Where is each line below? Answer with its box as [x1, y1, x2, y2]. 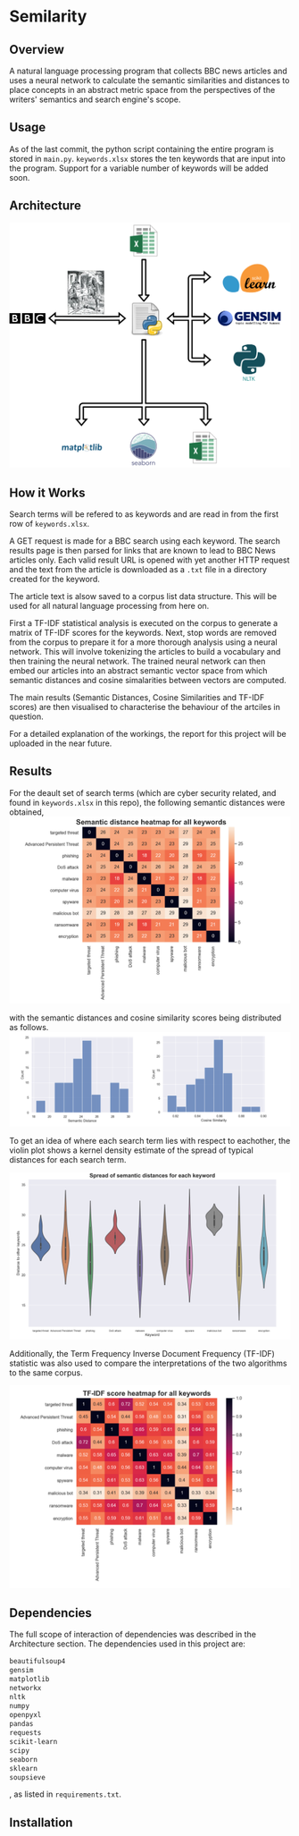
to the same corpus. [9, 1367, 83, 1378]
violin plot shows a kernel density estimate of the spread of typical [9, 1145, 254, 1155]
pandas [9, 1720, 34, 1729]
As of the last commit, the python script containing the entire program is [9, 143, 274, 154]
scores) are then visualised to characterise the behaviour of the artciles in [9, 701, 281, 712]
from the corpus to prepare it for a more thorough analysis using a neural [9, 637, 278, 647]
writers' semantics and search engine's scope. [9, 94, 181, 105]
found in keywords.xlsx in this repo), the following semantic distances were [9, 797, 286, 808]
